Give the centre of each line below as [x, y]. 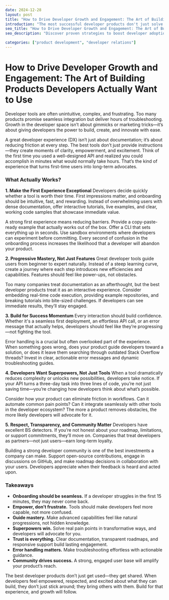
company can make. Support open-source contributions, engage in [75, 456]
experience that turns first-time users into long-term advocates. [71, 166]
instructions [150, 145]
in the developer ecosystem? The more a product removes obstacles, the [81, 409]
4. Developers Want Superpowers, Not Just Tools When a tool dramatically [84, 373]
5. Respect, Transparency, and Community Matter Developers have [76, 425]
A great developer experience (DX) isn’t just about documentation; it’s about [84, 140]
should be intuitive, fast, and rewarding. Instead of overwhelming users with [84, 201]
